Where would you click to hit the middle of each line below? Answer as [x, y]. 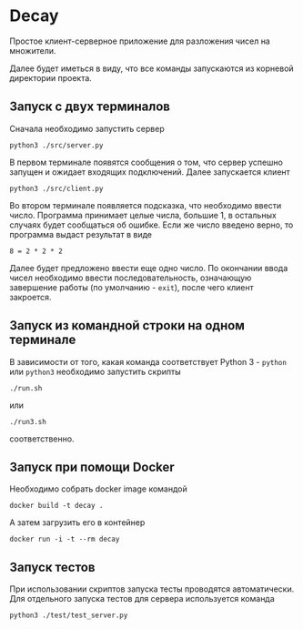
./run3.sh [28, 421]
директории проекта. [51, 77]
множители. [33, 50]
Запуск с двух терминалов [90, 107]
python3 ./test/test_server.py [69, 615]
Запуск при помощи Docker [92, 467]
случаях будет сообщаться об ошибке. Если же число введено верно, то [151, 225]
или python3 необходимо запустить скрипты [95, 371]
